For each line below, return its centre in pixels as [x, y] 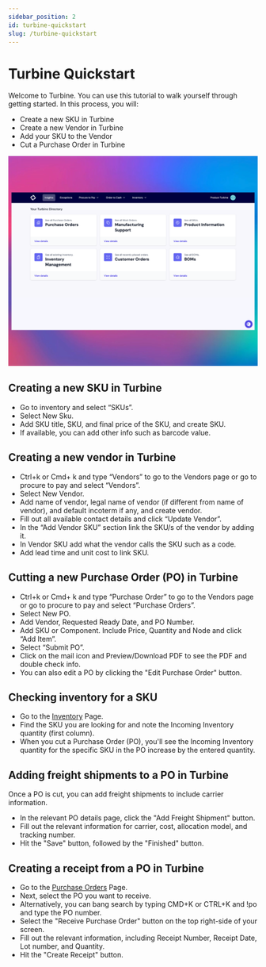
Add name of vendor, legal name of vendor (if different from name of [131, 502]
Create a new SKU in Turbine [67, 120]
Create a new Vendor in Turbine [72, 128]
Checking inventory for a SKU [83, 697]
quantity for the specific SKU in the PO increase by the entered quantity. [137, 750]
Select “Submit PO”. [52, 647]
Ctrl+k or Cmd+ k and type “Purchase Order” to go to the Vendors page [137, 597]
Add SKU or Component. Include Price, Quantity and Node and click [131, 630]
